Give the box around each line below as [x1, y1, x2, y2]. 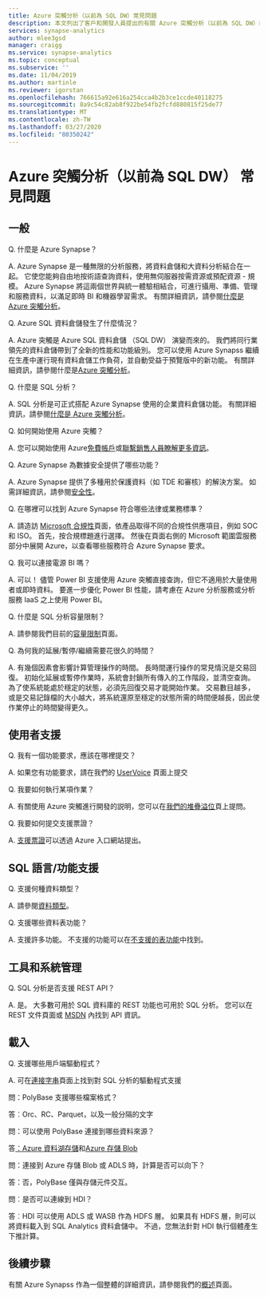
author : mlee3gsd [8, 34, 66, 42]
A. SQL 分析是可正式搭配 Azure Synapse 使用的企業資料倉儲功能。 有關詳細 [8, 399, 257, 408]
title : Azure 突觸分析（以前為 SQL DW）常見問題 [8, 11, 157, 20]
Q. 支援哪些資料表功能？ [8, 918, 88, 927]
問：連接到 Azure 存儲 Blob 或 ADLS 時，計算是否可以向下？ [8, 1160, 206, 1170]
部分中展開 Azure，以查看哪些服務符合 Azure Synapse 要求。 [8, 541, 210, 550]
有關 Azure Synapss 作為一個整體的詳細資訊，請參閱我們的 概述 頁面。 [8, 1279, 237, 1289]
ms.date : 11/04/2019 [8, 71, 77, 79]
